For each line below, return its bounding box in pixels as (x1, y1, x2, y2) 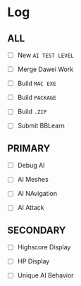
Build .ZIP (17, 107, 47, 116)
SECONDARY (7, 224, 66, 236)
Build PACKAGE (17, 93, 56, 102)
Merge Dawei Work (17, 65, 74, 74)
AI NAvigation (17, 189, 58, 198)
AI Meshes (17, 175, 49, 184)
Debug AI (17, 161, 45, 170)
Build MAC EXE (17, 79, 56, 88)
